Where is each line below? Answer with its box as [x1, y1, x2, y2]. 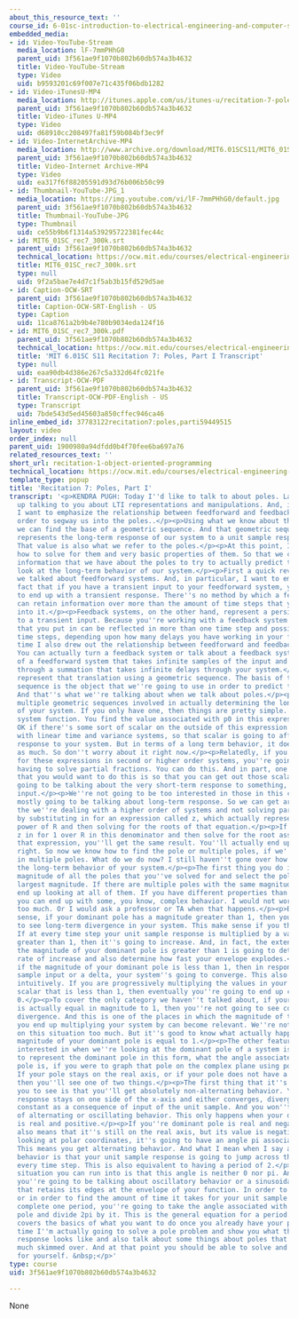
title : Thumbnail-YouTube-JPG [17, 210, 129, 220]
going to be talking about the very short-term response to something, [17, 781, 288, 790]
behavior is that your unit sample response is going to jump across [17, 1152, 279, 1162]
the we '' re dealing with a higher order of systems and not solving [17, 806, 276, 814]
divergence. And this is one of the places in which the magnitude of [17, 1012, 284, 1021]
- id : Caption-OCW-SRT [9, 285, 93, 294]
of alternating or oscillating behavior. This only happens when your [17, 1111, 284, 1120]
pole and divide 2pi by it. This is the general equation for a [17, 1210, 260, 1219]
